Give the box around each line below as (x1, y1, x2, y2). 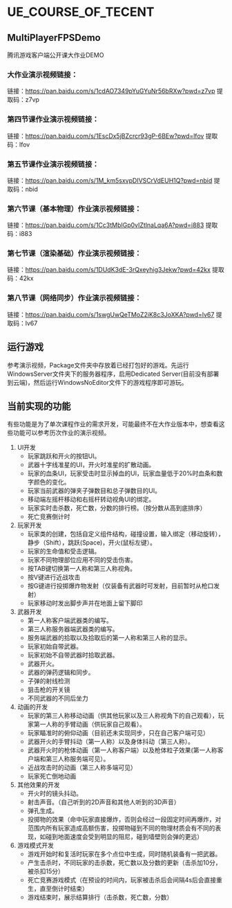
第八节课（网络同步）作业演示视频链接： (7, 293, 142, 303)
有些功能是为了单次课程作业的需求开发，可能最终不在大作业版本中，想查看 (7, 420, 219, 428)
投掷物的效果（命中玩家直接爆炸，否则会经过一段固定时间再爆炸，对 (27, 815, 222, 824)
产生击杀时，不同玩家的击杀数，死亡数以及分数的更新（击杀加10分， (27, 859, 222, 867)
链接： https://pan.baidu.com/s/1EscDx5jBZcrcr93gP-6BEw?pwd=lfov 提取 (7, 131, 218, 140)
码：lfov (7, 140, 30, 149)
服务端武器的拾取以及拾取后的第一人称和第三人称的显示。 (27, 634, 191, 642)
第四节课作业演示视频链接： (7, 115, 99, 125)
